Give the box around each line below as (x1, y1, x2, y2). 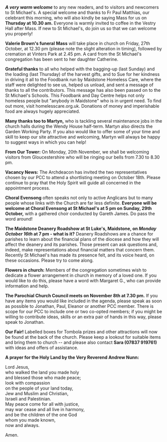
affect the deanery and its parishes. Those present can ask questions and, (5, 241, 158, 247)
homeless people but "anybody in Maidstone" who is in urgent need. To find (5, 98, 162, 104)
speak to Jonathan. (5, 319, 45, 325)
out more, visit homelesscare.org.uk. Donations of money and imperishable (5, 103, 160, 109)
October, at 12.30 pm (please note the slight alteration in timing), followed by (5, 46, 162, 51)
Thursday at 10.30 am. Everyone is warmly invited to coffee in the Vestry (5, 20, 156, 26)
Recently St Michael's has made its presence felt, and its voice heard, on (5, 252, 155, 258)
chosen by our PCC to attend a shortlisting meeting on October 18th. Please (5, 175, 161, 180)
